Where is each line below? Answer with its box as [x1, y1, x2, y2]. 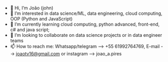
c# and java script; [10, 27, 50, 33]
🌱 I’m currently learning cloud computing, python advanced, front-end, [10, 21, 160, 27]
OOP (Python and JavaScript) [10, 16, 73, 22]
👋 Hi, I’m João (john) [10, 5, 54, 11]
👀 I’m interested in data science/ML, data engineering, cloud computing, [10, 10, 163, 16]
